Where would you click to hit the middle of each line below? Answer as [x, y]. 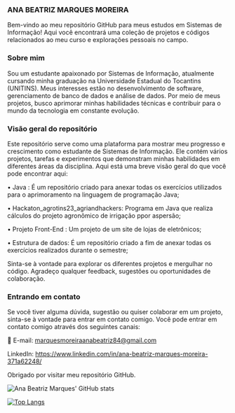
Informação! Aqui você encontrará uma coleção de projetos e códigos [108, 32]
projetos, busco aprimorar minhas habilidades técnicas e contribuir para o [114, 103]
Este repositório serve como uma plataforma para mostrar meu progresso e [116, 143]
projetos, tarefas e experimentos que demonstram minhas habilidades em [114, 158]
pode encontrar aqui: [38, 174]
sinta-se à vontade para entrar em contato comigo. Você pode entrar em [112, 319]
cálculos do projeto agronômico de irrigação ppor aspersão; [94, 216]
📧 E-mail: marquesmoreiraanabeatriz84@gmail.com [82, 340]
